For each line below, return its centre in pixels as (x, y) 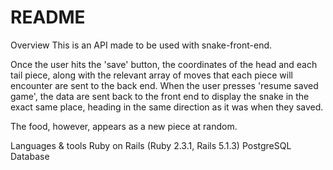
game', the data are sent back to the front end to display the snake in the (160, 96)
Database (30, 156)
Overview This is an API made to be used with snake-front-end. (141, 45)
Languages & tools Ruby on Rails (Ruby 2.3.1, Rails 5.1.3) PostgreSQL (151, 145)
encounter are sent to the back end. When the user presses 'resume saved (164, 85)
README (48, 17)
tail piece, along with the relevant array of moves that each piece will (151, 75)
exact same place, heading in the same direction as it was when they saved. (167, 107)
